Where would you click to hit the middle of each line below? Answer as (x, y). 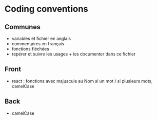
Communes (23, 27)
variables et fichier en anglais (41, 38)
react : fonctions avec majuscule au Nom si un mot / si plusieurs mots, (82, 81)
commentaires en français (38, 44)
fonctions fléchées (30, 49)
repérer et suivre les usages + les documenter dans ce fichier (74, 54)
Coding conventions (46, 9)
